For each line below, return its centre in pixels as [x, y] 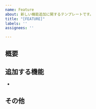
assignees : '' [20, 28]
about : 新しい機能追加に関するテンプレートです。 [49, 14]
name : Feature [20, 10]
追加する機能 [25, 72]
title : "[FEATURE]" [25, 19]
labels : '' [16, 23]
